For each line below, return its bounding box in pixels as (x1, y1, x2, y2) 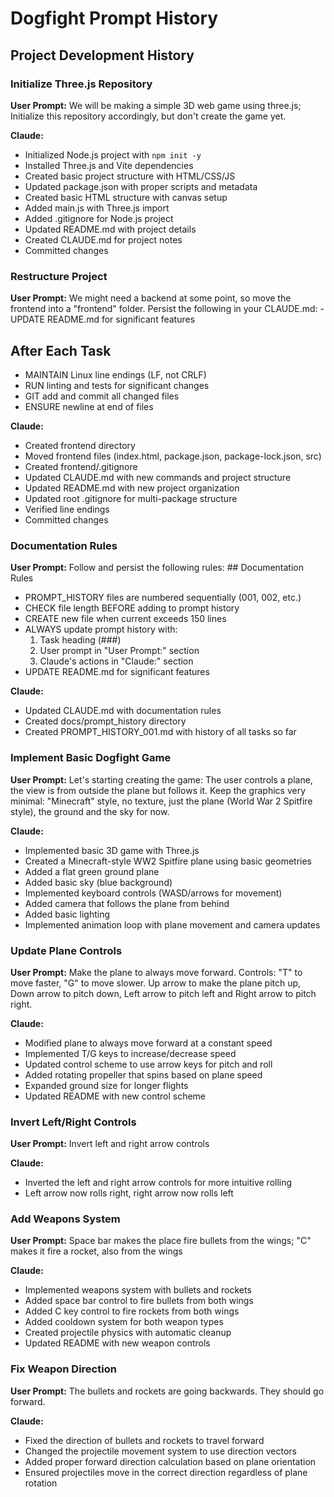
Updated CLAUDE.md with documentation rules (24, 705, 222, 717)
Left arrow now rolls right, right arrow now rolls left (24, 1187, 234, 1199)
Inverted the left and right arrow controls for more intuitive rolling (24, 1177, 293, 1189)
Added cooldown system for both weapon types (24, 1316, 224, 1328)
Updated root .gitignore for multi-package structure (24, 492, 238, 504)
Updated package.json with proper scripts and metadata (24, 180, 258, 192)
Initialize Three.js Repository (10, 77, 153, 91)
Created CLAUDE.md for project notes (24, 233, 183, 246)
